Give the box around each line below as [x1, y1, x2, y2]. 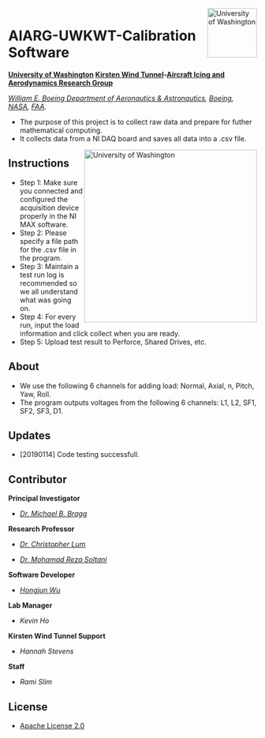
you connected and [19, 185, 83, 196]
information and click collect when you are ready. [19, 328, 181, 338]
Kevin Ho [19, 616, 50, 626]
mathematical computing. [19, 125, 103, 135]
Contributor [8, 473, 67, 486]
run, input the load [19, 320, 80, 330]
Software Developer [8, 570, 76, 579]
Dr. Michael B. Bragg [19, 509, 88, 519]
